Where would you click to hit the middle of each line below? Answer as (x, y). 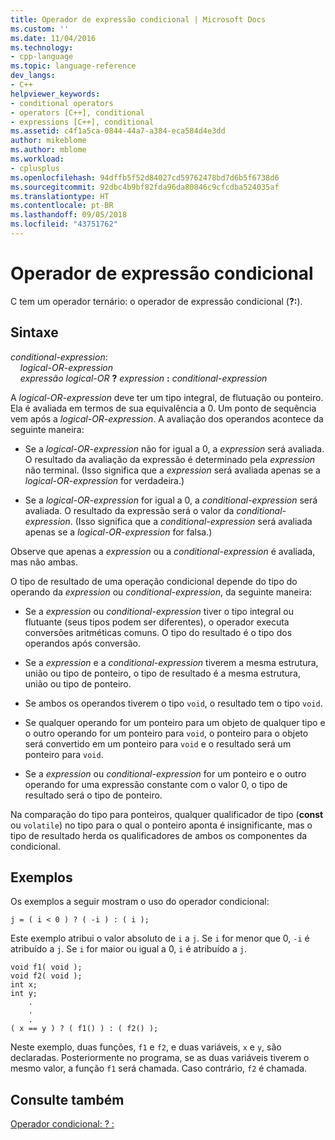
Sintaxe (34, 332)
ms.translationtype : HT (60, 196)
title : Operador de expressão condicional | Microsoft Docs (138, 19)
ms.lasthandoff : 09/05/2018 (69, 215)
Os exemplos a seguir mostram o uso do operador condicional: (140, 902)
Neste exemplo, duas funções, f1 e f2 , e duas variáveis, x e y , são (146, 1047)
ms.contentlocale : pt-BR (62, 206)
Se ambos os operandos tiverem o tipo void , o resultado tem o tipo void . (173, 703)
